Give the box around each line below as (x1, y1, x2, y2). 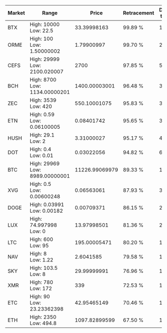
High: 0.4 (29, 146, 51, 153)
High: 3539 (29, 97, 57, 103)
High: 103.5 (29, 264, 58, 271)
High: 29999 (29, 56, 60, 63)
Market (7, 9, 25, 16)
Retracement (123, 9, 155, 16)
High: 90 (29, 293, 50, 300)
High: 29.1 (29, 132, 55, 138)
